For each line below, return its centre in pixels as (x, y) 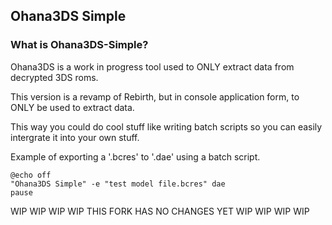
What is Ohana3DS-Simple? (79, 45)
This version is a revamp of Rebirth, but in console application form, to (155, 96)
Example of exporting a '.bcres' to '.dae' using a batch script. (135, 156)
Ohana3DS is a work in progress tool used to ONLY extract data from (152, 66)
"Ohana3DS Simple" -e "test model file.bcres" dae (118, 184)
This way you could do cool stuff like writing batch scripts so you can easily (166, 126)
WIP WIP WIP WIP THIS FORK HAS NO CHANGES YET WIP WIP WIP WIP (160, 211)
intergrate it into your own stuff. (75, 137)
